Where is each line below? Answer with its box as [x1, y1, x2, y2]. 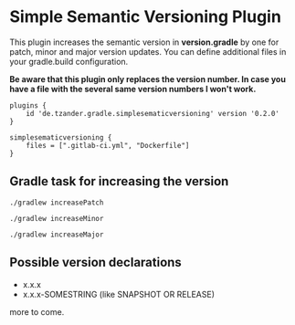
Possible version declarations [9, 255, 183, 270]
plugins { [9, 100, 47, 110]
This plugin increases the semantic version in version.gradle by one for [9, 37, 279, 47]
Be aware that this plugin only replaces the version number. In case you [9, 73, 286, 84]
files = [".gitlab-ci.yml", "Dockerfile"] [26, 141, 190, 150]
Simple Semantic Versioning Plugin [9, 6, 281, 27]
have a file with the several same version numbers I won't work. [9, 83, 257, 94]
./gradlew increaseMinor [9, 214, 104, 223]
